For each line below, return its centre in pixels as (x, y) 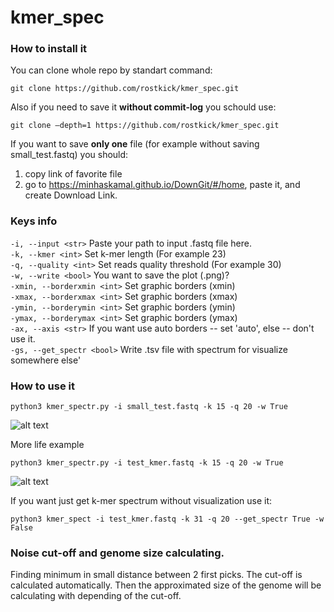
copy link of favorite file (73, 174)
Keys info (34, 221)
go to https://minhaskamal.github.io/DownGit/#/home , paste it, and (162, 185)
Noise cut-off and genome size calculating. (117, 553)
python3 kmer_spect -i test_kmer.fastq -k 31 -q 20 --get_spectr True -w (167, 519)
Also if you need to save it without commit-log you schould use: (143, 107)
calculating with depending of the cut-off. (96, 596)
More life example (47, 445)
